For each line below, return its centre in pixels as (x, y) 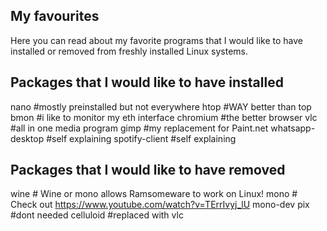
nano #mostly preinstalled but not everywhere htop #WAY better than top (161, 106)
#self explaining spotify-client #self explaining (141, 138)
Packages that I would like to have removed (148, 170)
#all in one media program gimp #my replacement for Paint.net (139, 128)
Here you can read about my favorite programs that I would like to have (157, 40)
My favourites (55, 16)
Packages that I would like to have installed (147, 82)
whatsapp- (293, 128)
